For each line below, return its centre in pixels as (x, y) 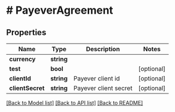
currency (22, 59)
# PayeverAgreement (60, 10)
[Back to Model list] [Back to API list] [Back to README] (75, 103)
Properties (26, 32)
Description (103, 49)
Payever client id (97, 78)
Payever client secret (103, 88)
